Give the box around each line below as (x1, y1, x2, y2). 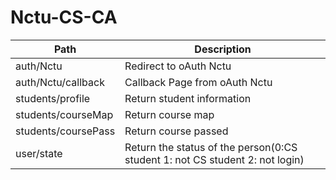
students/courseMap (15, 107, 114, 121)
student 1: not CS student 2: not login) (124, 152, 305, 166)
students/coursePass (15, 124, 116, 138)
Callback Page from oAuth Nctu (124, 75, 273, 89)
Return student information (124, 91, 252, 105)
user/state (15, 146, 63, 160)
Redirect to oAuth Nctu (124, 59, 232, 73)
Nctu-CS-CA (10, 6, 118, 29)
